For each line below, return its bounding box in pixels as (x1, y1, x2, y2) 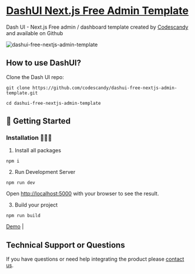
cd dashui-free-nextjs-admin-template (6, 100, 101, 106)
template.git (6, 90, 38, 96)
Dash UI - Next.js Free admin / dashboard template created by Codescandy (6, 23, 189, 30)
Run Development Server (14, 169, 76, 176)
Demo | (6, 223, 24, 230)
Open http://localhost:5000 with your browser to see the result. (6, 190, 159, 197)
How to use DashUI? (6, 58, 81, 68)
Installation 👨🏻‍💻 (6, 133, 52, 142)
